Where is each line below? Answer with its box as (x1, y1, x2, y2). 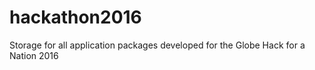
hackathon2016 (9, 6, 142, 29)
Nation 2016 (9, 49, 59, 61)
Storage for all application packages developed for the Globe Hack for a (9, 39, 306, 51)
